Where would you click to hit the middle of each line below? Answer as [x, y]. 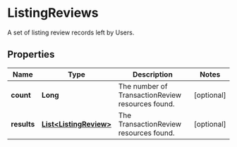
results [23, 124]
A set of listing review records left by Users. [71, 32]
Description [153, 74]
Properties [31, 55]
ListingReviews [53, 13]
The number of [143, 86]
